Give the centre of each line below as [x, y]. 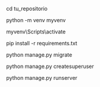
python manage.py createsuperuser [50, 66]
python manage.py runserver [42, 78]
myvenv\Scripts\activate [36, 32]
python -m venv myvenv [36, 20]
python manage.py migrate [39, 55]
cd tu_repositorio [27, 9]
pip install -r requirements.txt [42, 43]
